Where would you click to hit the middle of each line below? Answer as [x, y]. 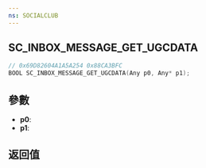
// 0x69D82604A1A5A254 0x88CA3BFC [66, 66]
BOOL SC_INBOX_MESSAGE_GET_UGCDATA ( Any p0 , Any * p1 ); [99, 73]
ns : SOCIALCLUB [33, 15]
